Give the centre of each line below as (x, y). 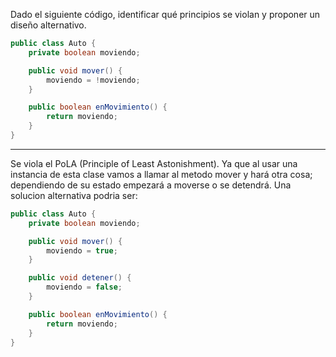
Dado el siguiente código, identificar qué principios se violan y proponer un (165, 14)
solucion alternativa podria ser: (74, 195)
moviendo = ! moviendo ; (93, 80)
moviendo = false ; (84, 287)
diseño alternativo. (48, 25)
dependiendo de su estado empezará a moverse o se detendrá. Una (151, 185)
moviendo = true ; (82, 250)
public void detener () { (80, 278)
